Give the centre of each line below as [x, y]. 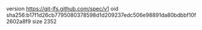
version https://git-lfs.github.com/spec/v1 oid [62, 9]
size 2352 [45, 21]
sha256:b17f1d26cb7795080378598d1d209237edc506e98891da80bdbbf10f [101, 15]
